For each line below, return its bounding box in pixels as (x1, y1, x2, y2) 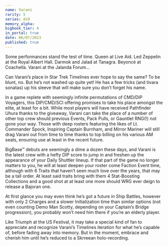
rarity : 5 (5, 12, 26, 17)
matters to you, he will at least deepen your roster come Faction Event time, (5, 162, 161, 168)
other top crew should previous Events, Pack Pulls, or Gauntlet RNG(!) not (5, 115, 156, 121)
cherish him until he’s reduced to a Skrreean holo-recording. (5, 234, 129, 240)
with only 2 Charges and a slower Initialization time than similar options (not (5, 198, 161, 204)
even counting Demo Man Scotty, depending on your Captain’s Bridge (5, 203, 149, 210)
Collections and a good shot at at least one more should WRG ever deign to (5, 178, 160, 184)
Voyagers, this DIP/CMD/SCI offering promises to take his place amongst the (5, 99, 163, 105)
